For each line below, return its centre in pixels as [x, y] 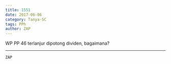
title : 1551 [18, 10]
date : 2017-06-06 [24, 15]
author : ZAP [18, 29]
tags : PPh [16, 24]
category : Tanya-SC [26, 19]
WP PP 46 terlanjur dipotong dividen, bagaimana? [58, 43]
